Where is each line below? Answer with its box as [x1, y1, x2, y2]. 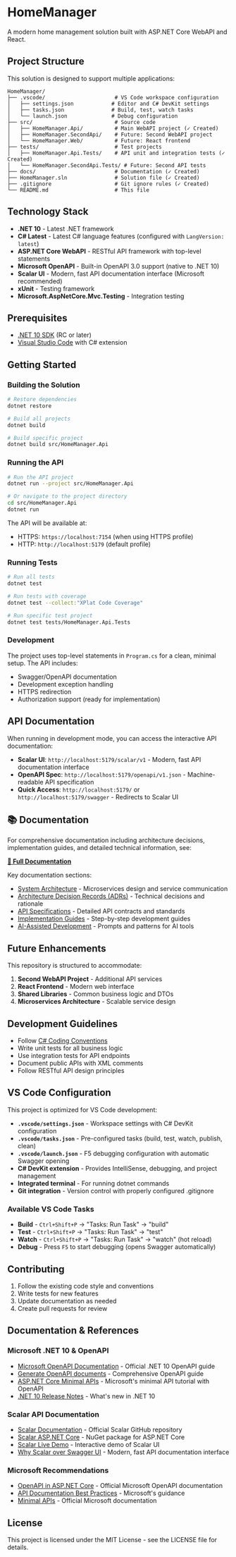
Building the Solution [7, 380, 80, 390]
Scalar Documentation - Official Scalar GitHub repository [17, 1425, 182, 1434]
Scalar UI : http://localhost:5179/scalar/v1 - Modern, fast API [17, 755, 201, 763]
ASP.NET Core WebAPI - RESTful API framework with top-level [17, 247, 202, 255]
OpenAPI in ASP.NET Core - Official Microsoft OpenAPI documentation [17, 1482, 223, 1490]
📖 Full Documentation [7, 857, 72, 866]
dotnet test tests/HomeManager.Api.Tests [7, 618, 131, 626]
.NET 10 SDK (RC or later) [17, 331, 92, 339]
